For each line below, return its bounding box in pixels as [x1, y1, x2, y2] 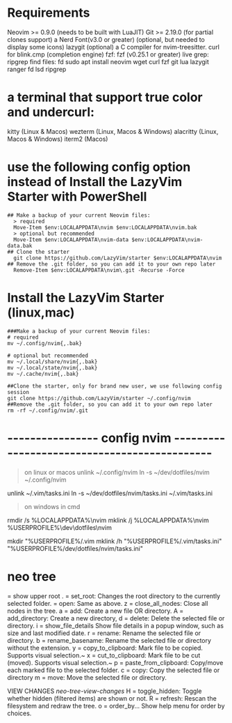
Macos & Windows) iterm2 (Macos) [7, 135, 108, 143]
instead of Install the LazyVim [7, 174, 183, 190]
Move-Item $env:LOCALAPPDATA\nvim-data [13, 236, 129, 243]
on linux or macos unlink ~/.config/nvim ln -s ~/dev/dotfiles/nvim [24, 468, 210, 476]
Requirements [7, 5, 90, 21]
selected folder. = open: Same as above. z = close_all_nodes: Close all [7, 599, 208, 607]
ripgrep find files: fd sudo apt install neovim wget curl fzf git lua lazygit [7, 57, 210, 66]
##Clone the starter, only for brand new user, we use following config [7, 382, 222, 390]
